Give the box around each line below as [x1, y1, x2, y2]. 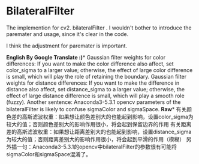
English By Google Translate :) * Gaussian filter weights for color [6, 53, 166, 61]
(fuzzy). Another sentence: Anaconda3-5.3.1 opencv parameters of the [6, 98, 181, 106]
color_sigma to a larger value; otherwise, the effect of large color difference [6, 66, 193, 73]
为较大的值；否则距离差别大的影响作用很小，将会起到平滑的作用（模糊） [6, 135, 185, 142]
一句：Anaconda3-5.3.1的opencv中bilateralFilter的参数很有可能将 [16, 143, 177, 150]
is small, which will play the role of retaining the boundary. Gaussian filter [6, 73, 187, 80]
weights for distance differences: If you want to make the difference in [6, 79, 180, 87]
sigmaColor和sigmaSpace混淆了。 [6, 150, 92, 157]
